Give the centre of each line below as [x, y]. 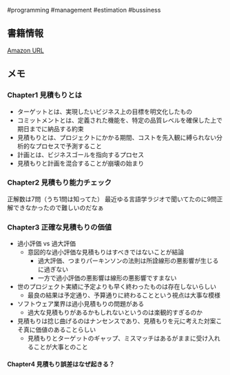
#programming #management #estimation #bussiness [84, 10]
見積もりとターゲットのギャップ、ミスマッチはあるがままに [112, 338]
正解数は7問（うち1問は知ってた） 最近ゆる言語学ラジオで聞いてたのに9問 [112, 199]
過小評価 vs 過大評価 [46, 243]
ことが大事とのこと [61, 347]
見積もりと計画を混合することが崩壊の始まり [81, 163]
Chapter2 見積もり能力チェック [60, 183]
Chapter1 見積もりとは [45, 95]
